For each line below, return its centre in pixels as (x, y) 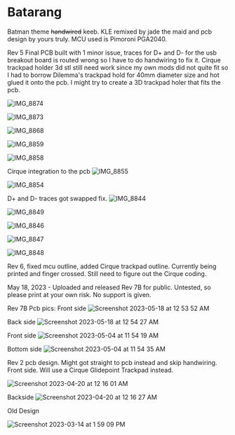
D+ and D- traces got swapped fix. (57, 198)
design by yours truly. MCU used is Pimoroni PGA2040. (87, 39)
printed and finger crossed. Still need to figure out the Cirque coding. (107, 273)
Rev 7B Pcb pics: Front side (47, 308)
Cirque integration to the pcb (49, 171)
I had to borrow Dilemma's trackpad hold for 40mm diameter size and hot (113, 75)
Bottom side (25, 349)
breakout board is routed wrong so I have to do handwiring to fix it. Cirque (114, 60)
